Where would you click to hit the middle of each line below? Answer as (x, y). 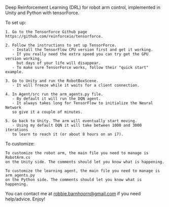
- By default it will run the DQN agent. (56, 99)
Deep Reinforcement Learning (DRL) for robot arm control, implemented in (83, 7)
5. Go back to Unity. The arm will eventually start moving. (71, 121)
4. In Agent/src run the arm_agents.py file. (54, 94)
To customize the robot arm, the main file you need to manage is (77, 153)
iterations (17, 130)
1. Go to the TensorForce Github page (46, 32)
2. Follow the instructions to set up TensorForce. (61, 45)
